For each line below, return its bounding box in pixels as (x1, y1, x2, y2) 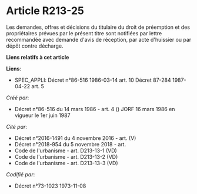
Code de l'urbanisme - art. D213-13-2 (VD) (14, 153, 118, 160)
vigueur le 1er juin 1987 (14, 112, 71, 119)
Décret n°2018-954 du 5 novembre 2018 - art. (14, 141, 126, 148)
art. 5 (31, 82, 44, 89)
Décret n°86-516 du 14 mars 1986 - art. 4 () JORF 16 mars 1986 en (14, 105, 175, 112)
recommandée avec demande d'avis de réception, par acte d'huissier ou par (6, 36, 192, 43)
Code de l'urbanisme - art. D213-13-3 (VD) (14, 159, 118, 166)
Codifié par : (6, 170, 35, 178)
